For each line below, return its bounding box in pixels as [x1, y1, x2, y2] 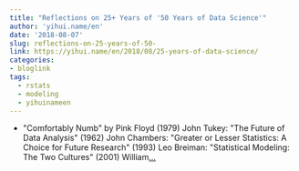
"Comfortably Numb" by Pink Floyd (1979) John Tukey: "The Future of [22, 123, 285, 134]
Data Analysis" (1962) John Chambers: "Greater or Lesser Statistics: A [22, 133, 287, 144]
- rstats [17, 81, 51, 90]
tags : [9, 73, 30, 82]
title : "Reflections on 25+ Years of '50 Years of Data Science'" [9, 13, 267, 23]
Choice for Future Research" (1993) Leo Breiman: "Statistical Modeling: [22, 142, 290, 153]
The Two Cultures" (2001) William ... [22, 152, 157, 163]
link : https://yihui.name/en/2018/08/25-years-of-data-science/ [9, 47, 259, 56]
